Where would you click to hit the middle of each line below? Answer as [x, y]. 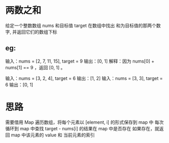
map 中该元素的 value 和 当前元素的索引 [53, 135]
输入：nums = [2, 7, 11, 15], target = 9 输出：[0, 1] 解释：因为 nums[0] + [80, 61]
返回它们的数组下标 [37, 32]
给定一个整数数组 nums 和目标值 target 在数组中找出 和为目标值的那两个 [81, 25]
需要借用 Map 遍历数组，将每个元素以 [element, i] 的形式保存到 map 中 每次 [84, 122]
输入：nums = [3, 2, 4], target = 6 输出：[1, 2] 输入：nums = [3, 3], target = [84, 78]
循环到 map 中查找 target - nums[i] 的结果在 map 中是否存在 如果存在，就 [82, 128]
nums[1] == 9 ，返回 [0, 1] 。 [35, 67]
